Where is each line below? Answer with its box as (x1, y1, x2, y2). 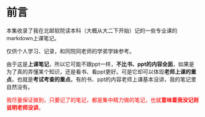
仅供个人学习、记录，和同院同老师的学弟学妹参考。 (6, 47, 135, 55)
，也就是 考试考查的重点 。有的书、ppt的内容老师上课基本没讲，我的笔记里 (12, 76, 196, 83)
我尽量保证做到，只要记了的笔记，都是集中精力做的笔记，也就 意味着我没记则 (6, 96, 199, 104)
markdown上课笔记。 (6, 34, 60, 41)
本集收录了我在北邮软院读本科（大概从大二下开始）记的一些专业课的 (6, 27, 178, 34)
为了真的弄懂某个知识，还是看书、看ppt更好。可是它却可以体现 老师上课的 (6, 68, 191, 75)
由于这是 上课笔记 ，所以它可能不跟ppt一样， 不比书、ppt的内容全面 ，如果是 (6, 60, 195, 68)
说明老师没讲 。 (6, 104, 44, 111)
